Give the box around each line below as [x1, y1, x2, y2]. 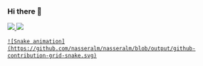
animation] [33, 38, 66, 45]
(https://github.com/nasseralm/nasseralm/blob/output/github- [7, 45, 196, 53]
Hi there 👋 [7, 6, 43, 16]
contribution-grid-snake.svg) [7, 53, 98, 60]
